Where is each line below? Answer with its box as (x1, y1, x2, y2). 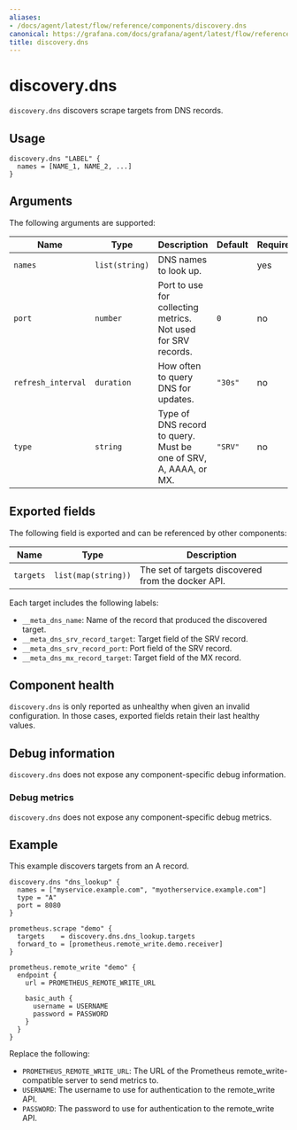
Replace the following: (9, 1048, 90, 1059)
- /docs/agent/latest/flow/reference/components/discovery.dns (9, 21, 247, 30)
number (94, 313, 123, 323)
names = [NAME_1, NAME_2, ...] (17, 162, 133, 171)
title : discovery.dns (9, 37, 89, 47)
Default (216, 238, 249, 251)
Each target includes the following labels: (9, 597, 159, 608)
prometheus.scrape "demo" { (9, 924, 113, 933)
